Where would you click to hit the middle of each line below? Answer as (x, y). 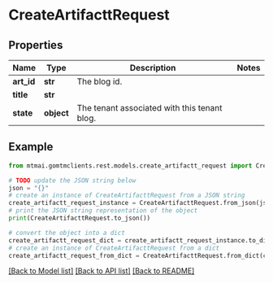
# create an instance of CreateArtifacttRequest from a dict (114, 248)
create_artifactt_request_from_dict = (74, 255)
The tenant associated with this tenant (149, 108)
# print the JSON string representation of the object (103, 211)
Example (31, 147)
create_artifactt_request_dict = (65, 240)
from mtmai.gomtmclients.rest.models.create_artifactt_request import (130, 165)
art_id (24, 81)
